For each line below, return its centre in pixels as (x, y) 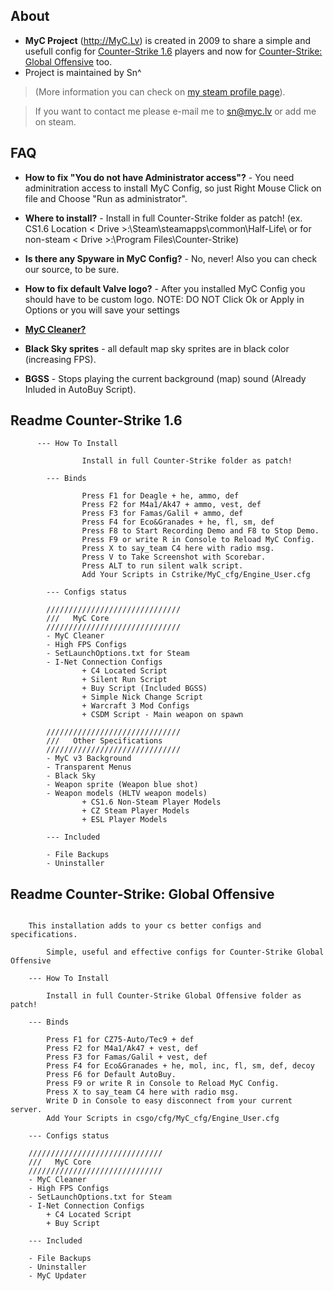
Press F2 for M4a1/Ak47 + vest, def (122, 1049)
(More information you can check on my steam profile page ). (160, 91)
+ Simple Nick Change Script (142, 697)
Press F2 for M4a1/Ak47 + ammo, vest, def (171, 505)
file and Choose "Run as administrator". (106, 198)
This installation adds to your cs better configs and (145, 926)
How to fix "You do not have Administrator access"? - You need (159, 177)
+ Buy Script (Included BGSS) (144, 689)
